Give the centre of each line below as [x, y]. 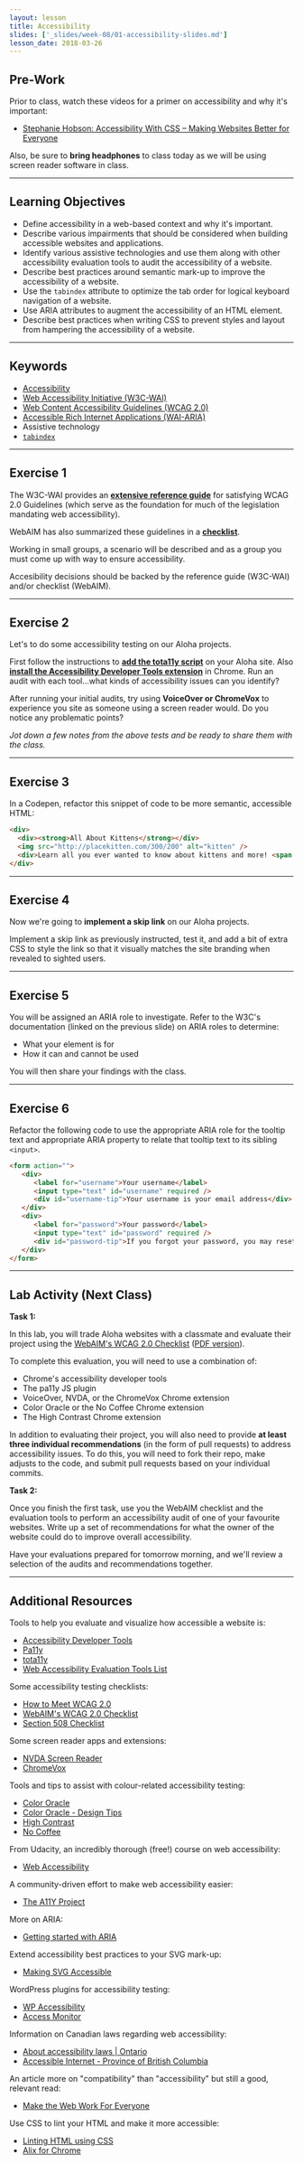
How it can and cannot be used [81, 1054]
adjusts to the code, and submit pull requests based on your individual [140, 1463]
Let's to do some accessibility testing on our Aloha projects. [120, 644]
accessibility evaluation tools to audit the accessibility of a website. [147, 262]
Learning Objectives [68, 202]
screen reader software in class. [69, 165]
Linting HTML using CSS [68, 2141]
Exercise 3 [39, 781]
